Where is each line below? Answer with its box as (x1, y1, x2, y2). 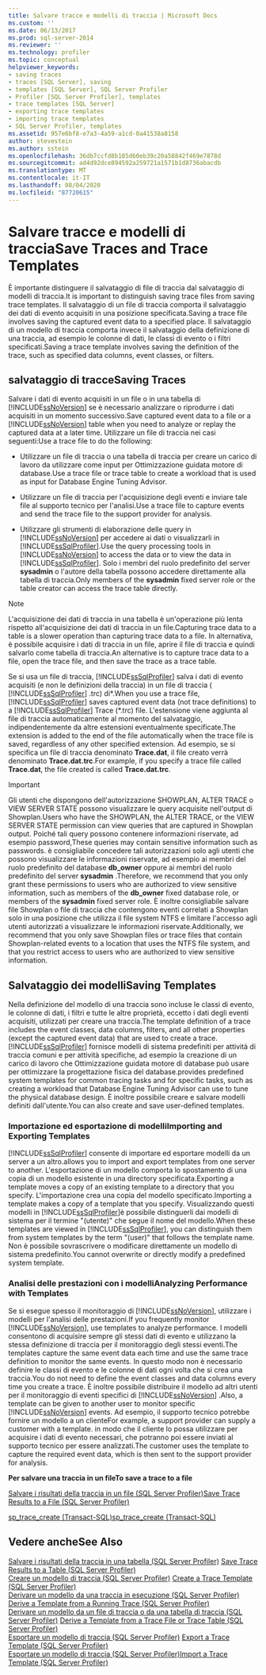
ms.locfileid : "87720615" (8, 188, 93, 197)
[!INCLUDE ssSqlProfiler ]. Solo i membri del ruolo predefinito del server (19, 559, 251, 568)
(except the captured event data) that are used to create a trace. (8, 1033, 218, 1043)
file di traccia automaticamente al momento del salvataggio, (8, 714, 203, 724)
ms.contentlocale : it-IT (8, 174, 90, 182)
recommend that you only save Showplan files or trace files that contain (8, 930, 243, 940)
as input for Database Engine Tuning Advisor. (19, 477, 168, 486)
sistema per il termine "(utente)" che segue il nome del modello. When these (8, 1216, 256, 1226)
